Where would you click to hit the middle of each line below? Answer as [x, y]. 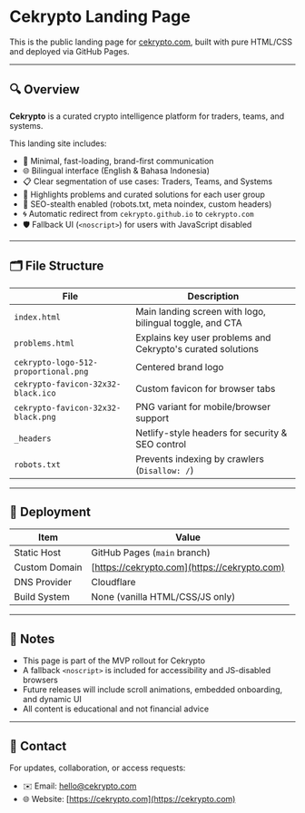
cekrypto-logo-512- [56, 362]
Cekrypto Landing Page [100, 17]
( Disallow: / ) [165, 470]
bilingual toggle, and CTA [189, 322]
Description [213, 296]
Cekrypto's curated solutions [197, 348]
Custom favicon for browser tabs [206, 388]
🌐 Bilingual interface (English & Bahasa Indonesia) [116, 171]
